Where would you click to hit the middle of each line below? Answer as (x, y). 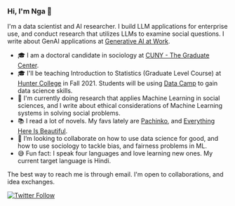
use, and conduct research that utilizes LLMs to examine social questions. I (116, 34)
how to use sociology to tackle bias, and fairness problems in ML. (112, 146)
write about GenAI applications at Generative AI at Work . (89, 41)
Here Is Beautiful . (42, 131)
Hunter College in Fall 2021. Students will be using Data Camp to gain (117, 83)
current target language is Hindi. (64, 161)
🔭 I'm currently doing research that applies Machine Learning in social (119, 98)
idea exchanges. (31, 182)
